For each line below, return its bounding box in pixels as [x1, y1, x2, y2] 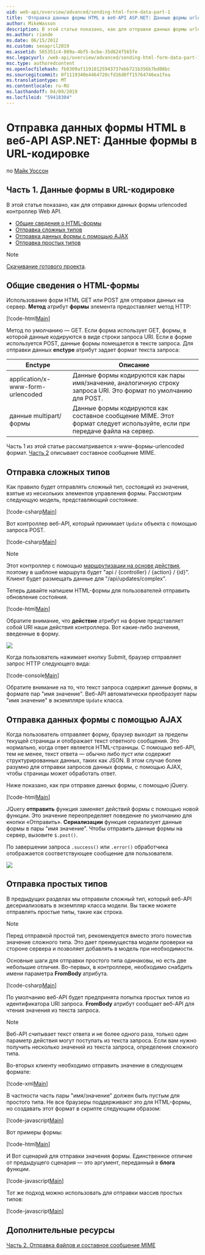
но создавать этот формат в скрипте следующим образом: [6, 1104, 161, 1112]
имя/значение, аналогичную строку [72, 379, 180, 388]
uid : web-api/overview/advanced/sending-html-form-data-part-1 [6, 9, 171, 15]
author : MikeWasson [6, 20, 56, 26]
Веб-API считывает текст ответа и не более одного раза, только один [6, 1030, 189, 1038]
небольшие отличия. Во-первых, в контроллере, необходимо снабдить [6, 963, 193, 970]
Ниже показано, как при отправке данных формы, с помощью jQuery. [6, 781, 189, 789]
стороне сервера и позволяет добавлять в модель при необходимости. [6, 945, 194, 952]
